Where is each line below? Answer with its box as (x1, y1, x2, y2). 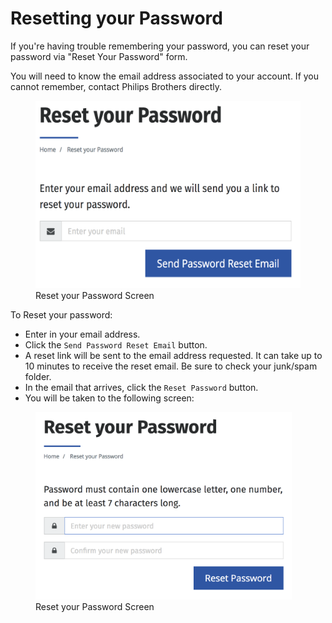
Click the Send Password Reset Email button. (24, 338, 208, 351)
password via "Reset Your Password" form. (10, 50, 188, 62)
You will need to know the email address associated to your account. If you (10, 70, 320, 82)
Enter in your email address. (24, 328, 141, 340)
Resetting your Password (10, 7, 223, 30)
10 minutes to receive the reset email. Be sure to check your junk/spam (24, 360, 318, 372)
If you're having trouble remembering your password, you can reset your (10, 40, 310, 52)
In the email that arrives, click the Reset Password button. (24, 381, 259, 393)
